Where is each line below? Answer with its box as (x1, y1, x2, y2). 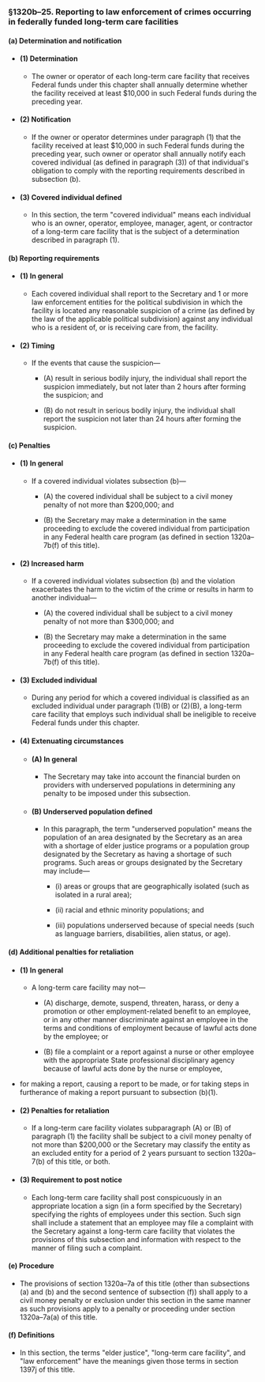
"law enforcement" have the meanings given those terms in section (19, 1356, 239, 1365)
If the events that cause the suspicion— (31, 358, 161, 368)
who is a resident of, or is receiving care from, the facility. (31, 323, 218, 332)
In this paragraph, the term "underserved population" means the (43, 825, 252, 834)
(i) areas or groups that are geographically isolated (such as (54, 882, 250, 891)
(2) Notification (19, 115, 71, 124)
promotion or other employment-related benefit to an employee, (43, 1006, 251, 1016)
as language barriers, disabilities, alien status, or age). (54, 929, 231, 938)
